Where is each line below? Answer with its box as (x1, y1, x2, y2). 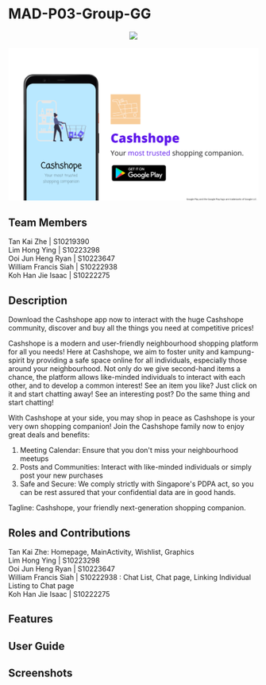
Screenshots (8, 667, 73, 680)
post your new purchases (19, 470, 103, 481)
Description (8, 293, 67, 307)
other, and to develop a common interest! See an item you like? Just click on (8, 381, 257, 390)
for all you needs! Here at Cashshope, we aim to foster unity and (8, 347, 219, 357)
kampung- (220, 347, 255, 357)
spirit (8, 355, 25, 366)
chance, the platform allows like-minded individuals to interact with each (8, 373, 245, 382)
